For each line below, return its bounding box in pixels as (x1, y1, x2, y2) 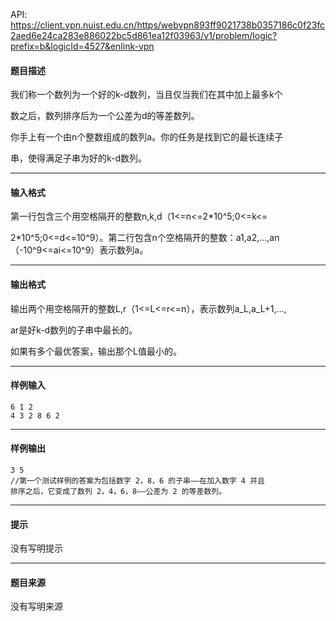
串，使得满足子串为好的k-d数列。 (10, 152, 148, 164)
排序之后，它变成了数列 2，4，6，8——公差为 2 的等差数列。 (10, 487, 227, 497)
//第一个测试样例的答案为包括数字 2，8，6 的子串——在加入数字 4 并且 (10, 476, 265, 486)
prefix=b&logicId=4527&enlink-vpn (10, 40, 155, 52)
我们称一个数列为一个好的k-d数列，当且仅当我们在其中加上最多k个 (10, 89, 283, 101)
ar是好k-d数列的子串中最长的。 (10, 324, 138, 336)
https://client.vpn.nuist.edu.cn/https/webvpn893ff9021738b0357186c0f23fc (10, 19, 326, 31)
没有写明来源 (10, 600, 63, 613)
